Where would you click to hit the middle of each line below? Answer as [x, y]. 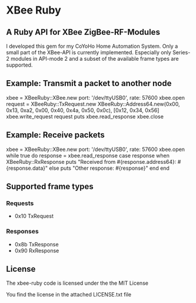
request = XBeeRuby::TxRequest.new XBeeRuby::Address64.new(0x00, [93, 104]
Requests [20, 203]
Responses [23, 232]
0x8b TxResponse [36, 244]
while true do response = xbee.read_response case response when [88, 155]
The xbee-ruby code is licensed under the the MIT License [77, 283]
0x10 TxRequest [34, 216]
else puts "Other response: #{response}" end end [109, 168]
